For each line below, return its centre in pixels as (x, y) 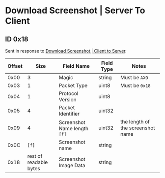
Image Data (72, 165)
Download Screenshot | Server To (75, 11)
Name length (73, 129)
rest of (35, 156)
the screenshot (137, 128)
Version (68, 100)
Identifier (69, 114)
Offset (15, 66)
